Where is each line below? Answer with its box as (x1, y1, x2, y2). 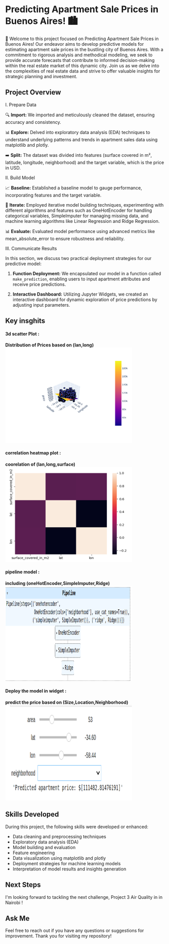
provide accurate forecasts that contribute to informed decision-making (5, 57, 155, 63)
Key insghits (5, 316, 46, 325)
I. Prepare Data (5, 102, 37, 108)
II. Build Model (5, 174, 35, 181)
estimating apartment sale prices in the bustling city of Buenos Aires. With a (5, 46, 163, 52)
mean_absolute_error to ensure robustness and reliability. (5, 235, 125, 242)
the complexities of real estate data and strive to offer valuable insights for (5, 68, 160, 74)
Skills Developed (5, 810, 59, 819)
